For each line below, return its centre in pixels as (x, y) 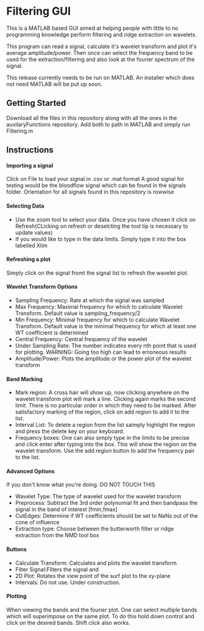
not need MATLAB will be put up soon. (54, 84)
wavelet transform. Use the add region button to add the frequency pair (105, 451)
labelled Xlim (31, 245)
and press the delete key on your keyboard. (70, 431)
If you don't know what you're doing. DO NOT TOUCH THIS (81, 485)
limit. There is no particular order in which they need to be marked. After (106, 406)
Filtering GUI (39, 11)
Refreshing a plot (28, 259)
